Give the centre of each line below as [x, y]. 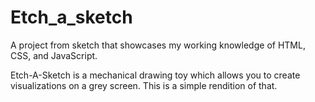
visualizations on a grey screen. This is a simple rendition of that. [144, 85]
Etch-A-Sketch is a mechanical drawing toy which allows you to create [155, 75]
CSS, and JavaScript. [54, 55]
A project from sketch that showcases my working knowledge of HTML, [158, 45]
